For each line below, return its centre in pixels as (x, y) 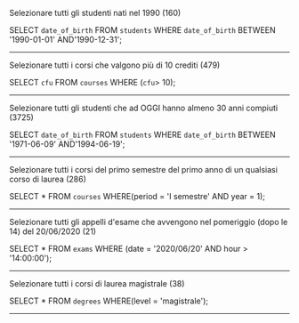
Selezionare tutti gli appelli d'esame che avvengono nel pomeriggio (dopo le (149, 222)
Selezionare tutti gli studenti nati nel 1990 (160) (95, 13)
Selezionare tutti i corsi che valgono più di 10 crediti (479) (115, 65)
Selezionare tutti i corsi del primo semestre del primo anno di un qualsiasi (144, 170)
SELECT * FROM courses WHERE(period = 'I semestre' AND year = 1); (137, 196)
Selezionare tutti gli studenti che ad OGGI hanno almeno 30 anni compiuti (144, 108)
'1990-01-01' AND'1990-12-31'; (66, 40)
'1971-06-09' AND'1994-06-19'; (67, 144)
